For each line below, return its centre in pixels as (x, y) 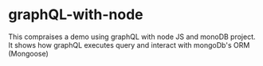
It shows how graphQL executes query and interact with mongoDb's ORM (129, 45)
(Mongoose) (29, 53)
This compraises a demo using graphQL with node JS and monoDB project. (132, 37)
